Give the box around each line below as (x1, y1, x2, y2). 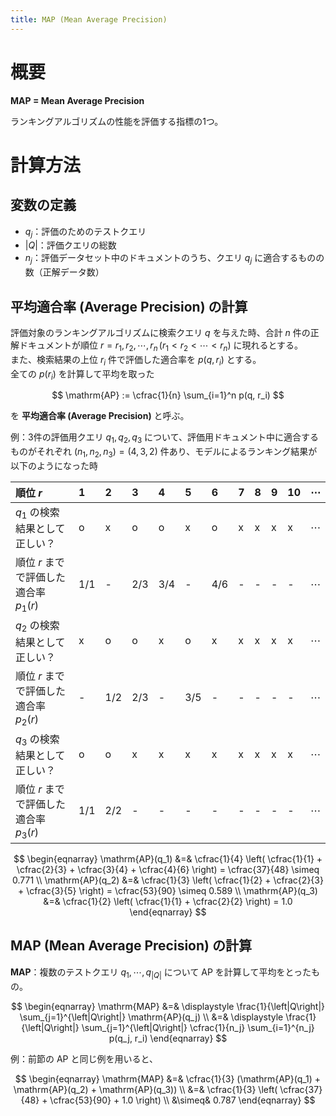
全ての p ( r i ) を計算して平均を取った (10, 367, 155, 382)
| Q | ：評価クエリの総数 (24, 239, 117, 251)
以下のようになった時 (10, 459, 98, 471)
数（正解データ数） (24, 266, 105, 278)
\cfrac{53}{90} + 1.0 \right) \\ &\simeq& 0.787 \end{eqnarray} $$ (49, 1094, 316, 1106)
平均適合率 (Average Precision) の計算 (10, 298, 248, 315)
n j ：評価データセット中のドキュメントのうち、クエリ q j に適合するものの (24, 252, 325, 266)
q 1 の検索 (15, 505, 60, 521)
